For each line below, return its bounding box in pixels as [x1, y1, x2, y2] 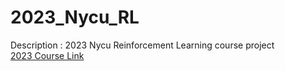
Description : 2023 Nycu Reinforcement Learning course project [10, 39, 275, 51]
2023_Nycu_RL [10, 6, 140, 29]
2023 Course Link [10, 49, 85, 61]
